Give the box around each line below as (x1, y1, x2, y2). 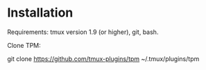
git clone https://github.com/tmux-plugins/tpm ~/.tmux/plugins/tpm (7, 54, 200, 63)
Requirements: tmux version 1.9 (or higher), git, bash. (7, 28, 159, 36)
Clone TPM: (7, 41, 42, 49)
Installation (7, 5, 74, 21)
